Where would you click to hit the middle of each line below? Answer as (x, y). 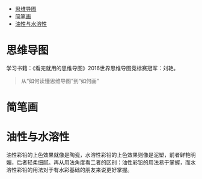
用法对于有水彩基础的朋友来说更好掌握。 (82, 170)
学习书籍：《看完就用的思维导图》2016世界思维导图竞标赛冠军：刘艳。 (93, 68)
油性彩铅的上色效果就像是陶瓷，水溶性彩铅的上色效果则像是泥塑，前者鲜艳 (98, 155)
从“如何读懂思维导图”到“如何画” (60, 80)
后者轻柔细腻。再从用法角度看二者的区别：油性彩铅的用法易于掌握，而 (103, 162)
